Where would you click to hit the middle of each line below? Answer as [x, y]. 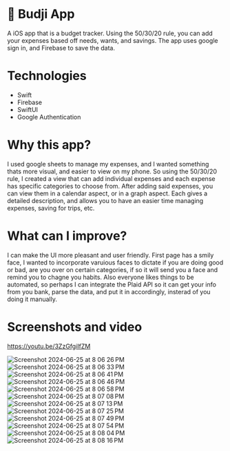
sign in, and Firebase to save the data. [61, 48]
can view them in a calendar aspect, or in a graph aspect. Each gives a [107, 193]
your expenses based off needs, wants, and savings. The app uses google [113, 40]
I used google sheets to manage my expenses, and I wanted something [108, 164]
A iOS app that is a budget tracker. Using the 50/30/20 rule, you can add [110, 33]
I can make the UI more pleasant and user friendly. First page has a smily [111, 255]
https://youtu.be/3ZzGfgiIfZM [49, 346]
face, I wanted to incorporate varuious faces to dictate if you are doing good [115, 262]
